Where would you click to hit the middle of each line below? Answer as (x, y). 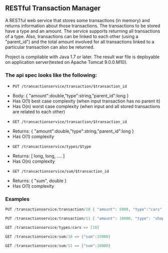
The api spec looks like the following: (51, 75)
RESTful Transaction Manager (53, 8)
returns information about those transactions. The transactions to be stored (83, 26)
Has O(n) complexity (33, 161)
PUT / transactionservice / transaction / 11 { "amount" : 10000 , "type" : (78, 219)
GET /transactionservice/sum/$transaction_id (60, 172)
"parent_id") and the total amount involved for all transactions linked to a (80, 42)
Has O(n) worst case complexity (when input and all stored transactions (86, 106)
